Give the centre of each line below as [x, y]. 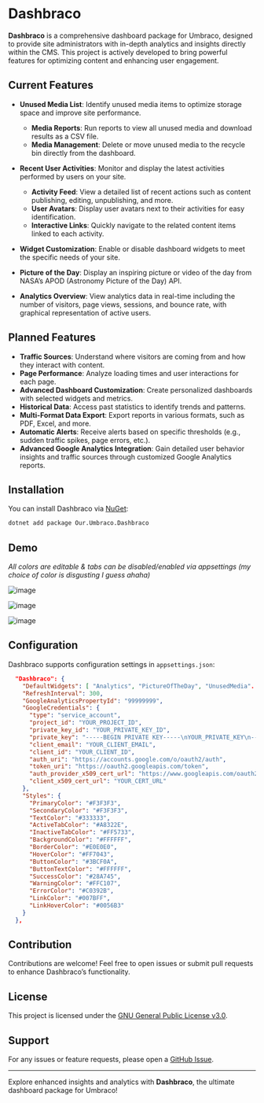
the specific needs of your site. [70, 257]
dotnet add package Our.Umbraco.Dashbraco [79, 523]
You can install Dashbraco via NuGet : [68, 509]
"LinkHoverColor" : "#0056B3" [77, 906]
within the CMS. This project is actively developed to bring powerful [118, 52]
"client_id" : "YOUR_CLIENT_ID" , [82, 752]
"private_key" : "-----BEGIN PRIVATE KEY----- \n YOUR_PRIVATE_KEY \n [140, 737]
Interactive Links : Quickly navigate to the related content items [134, 225]
